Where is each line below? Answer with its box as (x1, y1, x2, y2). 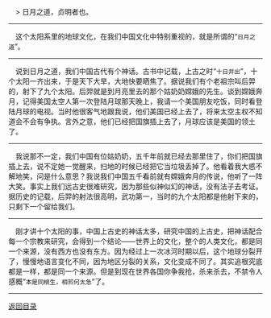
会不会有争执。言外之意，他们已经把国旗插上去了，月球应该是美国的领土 (15, 117, 256, 126)
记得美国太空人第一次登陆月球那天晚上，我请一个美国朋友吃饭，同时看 (22, 97, 256, 106)
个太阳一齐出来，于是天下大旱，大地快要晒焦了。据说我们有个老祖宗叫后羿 (8, 76, 256, 86)
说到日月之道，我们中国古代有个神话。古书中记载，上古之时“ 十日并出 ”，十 (15, 67, 258, 76)
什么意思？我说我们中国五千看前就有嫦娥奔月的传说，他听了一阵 (50, 171, 263, 181)
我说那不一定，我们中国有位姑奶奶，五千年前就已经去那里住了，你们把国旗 (15, 151, 263, 161)
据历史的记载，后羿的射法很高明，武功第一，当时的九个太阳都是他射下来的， (8, 192, 263, 201)
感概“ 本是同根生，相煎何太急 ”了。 (8, 277, 110, 286)
